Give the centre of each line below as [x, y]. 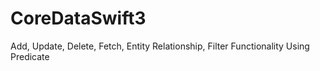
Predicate [30, 56]
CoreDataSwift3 [78, 18]
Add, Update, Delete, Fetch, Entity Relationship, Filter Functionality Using [160, 46]
